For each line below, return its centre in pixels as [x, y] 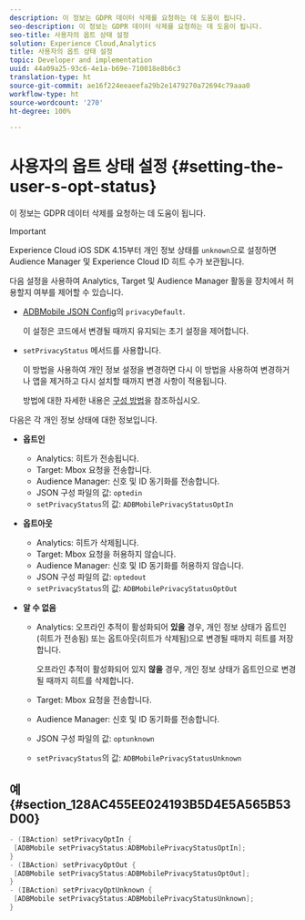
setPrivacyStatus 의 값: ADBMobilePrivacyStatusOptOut [137, 588]
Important [28, 231]
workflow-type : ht [44, 94]
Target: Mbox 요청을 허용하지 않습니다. [106, 554]
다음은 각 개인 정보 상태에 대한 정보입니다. [83, 420]
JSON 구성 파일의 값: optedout [91, 577]
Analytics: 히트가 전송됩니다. [87, 459]
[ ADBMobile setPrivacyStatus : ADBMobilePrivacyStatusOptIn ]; [130, 848]
